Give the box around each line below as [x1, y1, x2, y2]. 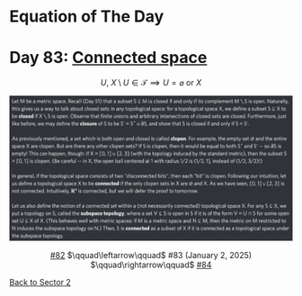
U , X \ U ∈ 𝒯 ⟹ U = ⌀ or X [100, 77, 202, 88]
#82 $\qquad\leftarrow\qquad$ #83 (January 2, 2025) [49, 250, 253, 261]
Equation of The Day [9, 6, 164, 27]
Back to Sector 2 [9, 277, 72, 288]
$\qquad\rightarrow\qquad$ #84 [90, 259, 212, 271]
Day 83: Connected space [9, 48, 208, 68]
